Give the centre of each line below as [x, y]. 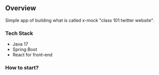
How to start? [22, 68]
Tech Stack [19, 33]
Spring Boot [25, 49]
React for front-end [32, 55]
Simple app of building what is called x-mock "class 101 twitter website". [80, 20]
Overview [21, 8]
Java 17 [20, 44]
